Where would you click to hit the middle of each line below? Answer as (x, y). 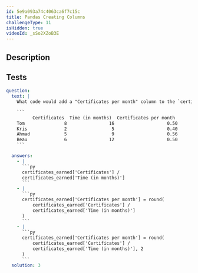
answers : (22, 156)
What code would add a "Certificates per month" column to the (96, 102)
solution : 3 (26, 265)
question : (18, 91)
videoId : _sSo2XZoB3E (33, 34)
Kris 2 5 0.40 (97, 129)
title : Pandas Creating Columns (46, 17)
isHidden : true (25, 28)
